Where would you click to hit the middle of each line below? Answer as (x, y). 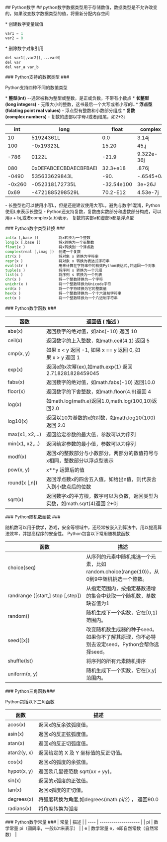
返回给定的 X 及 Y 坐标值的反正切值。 (82, 752)
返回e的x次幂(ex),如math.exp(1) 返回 (89, 367)
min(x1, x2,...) (24, 443)
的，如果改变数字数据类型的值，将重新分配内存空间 (57, 13)
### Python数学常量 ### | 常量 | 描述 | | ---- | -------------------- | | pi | (79, 822)
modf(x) (17, 457)
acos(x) (17, 724)
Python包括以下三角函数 (30, 702)
